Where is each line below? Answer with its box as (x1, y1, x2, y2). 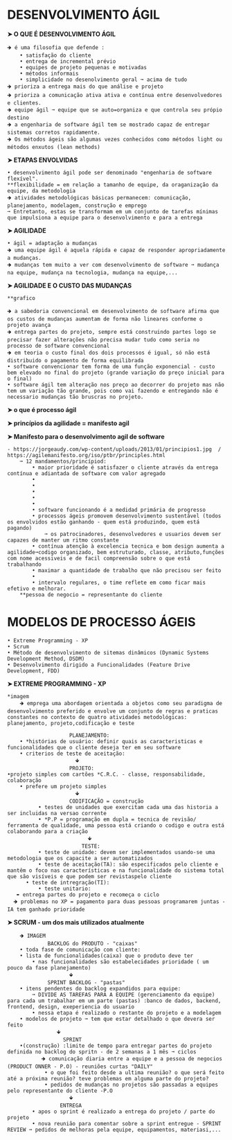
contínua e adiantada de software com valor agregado (7, 470, 166, 477)
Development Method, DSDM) (7, 655, 85, 662)
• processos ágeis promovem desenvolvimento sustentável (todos (32, 513, 222, 519)
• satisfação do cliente (19, 52, 91, 59)
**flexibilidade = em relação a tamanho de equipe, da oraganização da (7, 181, 218, 188)
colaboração (7, 776, 42, 784)
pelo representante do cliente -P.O (7, 1087, 113, 1094)
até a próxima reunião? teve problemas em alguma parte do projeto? (7, 1075, 209, 1082)
